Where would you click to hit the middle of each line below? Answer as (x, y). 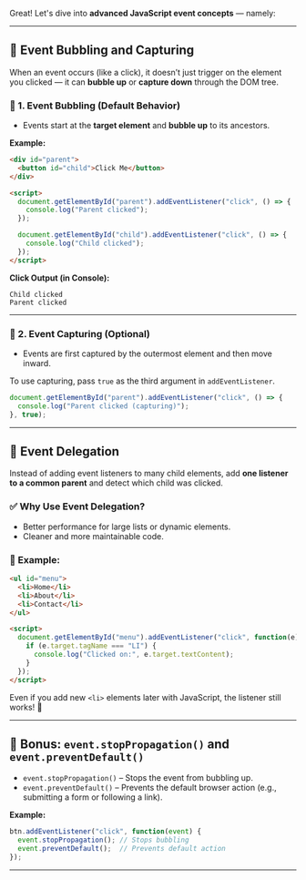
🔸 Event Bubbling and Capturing (102, 51)
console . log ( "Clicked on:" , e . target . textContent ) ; (133, 655)
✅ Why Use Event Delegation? (77, 507)
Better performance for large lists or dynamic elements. (127, 527)
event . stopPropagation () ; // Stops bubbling (103, 840)
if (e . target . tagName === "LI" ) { (91, 646)
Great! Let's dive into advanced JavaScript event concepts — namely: (143, 13)
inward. (37, 363)
